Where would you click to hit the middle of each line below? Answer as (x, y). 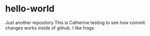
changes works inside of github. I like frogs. (50, 27)
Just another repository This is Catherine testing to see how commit (75, 22)
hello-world (30, 9)
